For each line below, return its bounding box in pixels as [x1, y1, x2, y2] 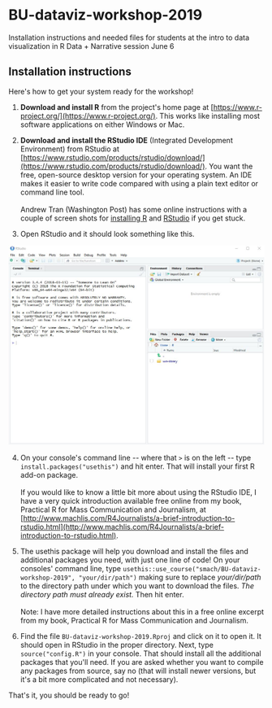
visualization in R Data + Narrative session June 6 [8, 41, 175, 50]
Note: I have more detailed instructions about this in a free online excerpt [19, 606, 265, 616]
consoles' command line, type [19, 563, 122, 573]
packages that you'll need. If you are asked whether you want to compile [19, 657, 264, 666]
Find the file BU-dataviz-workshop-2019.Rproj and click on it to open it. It [19, 631, 262, 640]
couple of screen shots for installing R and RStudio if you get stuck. [19, 213, 246, 223]
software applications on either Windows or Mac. [19, 120, 185, 129]
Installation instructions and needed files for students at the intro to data [8, 33, 250, 42]
